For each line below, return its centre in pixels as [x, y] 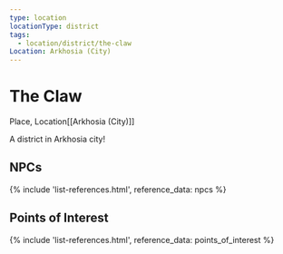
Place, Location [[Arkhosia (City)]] [72, 122]
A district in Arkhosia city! [58, 139]
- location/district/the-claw [74, 43]
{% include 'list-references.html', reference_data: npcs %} [118, 189]
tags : [20, 34]
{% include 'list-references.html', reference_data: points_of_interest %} [142, 239]
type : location [38, 18]
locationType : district [54, 26]
